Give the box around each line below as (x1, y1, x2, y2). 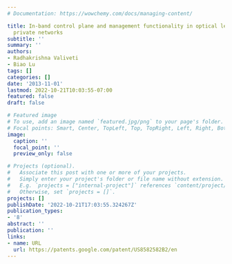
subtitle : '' (7, 35, 45, 42)
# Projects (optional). (7, 163, 76, 170)
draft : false (7, 99, 45, 107)
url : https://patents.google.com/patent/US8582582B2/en (13, 246, 177, 253)
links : (7, 233, 26, 240)
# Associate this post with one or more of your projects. (7, 170, 187, 176)
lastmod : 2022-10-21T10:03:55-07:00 (7, 87, 113, 94)
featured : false (7, 93, 54, 100)
